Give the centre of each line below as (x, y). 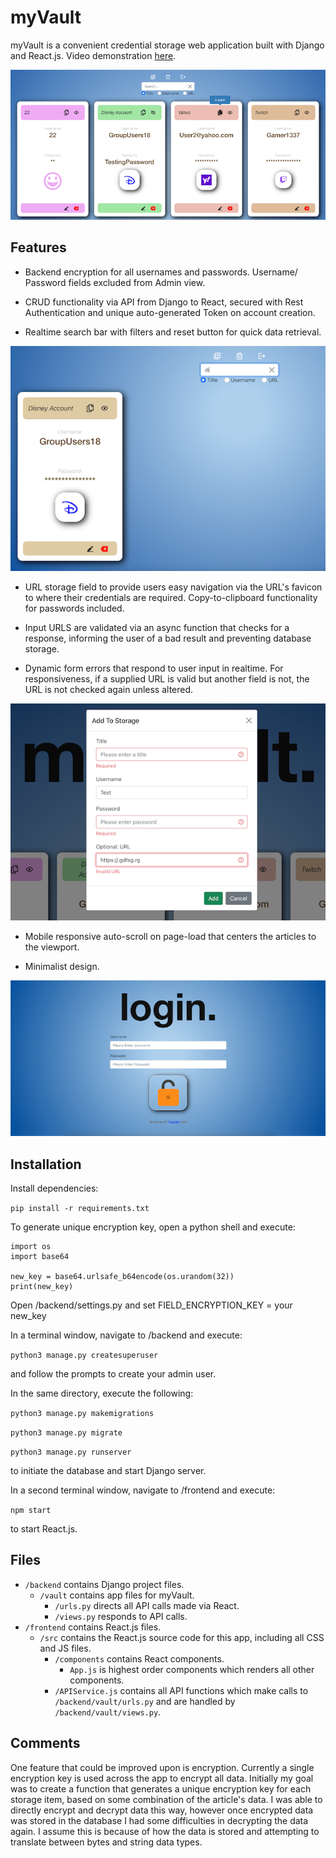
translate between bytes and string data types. (106, 1842)
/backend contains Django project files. (104, 1584)
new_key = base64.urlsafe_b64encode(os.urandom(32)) (122, 1277)
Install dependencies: (54, 1188)
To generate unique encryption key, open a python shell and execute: (153, 1227)
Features (38, 247)
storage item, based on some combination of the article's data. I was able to (166, 1799)
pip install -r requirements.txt (80, 1209)
